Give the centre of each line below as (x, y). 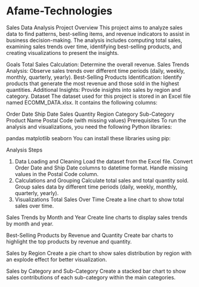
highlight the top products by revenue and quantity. (69, 241)
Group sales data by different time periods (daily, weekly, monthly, (96, 187)
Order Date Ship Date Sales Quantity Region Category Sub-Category (90, 114)
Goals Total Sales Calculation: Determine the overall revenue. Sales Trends (98, 64)
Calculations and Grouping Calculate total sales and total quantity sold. (102, 180)
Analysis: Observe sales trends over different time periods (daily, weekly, (96, 70)
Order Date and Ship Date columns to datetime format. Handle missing (101, 168)
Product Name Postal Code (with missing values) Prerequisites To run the (96, 120)
